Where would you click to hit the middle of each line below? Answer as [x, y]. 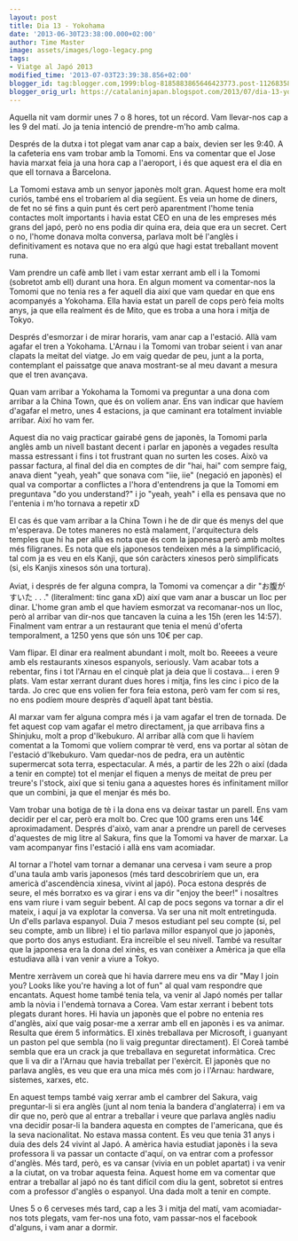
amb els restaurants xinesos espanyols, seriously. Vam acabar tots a [134, 661]
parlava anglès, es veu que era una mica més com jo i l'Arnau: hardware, [142, 1070]
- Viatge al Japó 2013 [51, 67]
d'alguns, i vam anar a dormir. [63, 1227]
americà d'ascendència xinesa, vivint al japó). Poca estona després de [138, 883]
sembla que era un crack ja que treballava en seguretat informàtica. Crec [143, 1051]
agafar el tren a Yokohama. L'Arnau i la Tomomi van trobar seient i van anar [146, 346]
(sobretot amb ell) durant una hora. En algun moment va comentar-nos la [142, 281]
